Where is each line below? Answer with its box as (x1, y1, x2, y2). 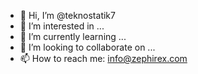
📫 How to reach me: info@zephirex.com (19, 53, 188, 64)
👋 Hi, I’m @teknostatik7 (19, 10, 116, 21)
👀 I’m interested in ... (19, 20, 105, 32)
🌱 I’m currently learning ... (19, 31, 127, 42)
